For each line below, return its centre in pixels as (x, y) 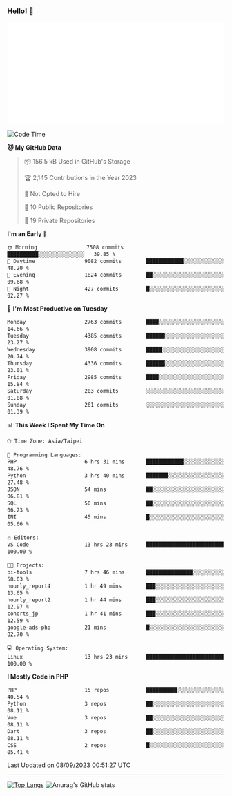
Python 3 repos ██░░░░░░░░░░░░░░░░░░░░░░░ (116, 704)
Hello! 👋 (21, 11)
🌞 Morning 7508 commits (66, 248)
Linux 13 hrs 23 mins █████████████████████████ (116, 657)
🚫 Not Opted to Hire (52, 194)
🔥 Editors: (23, 538)
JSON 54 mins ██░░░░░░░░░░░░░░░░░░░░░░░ (116, 489)
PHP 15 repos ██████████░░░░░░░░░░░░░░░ (116, 690)
